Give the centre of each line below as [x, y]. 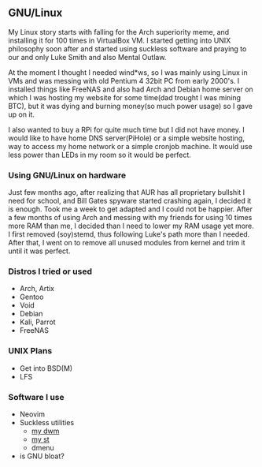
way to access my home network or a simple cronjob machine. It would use [131, 146]
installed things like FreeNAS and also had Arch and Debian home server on [131, 89]
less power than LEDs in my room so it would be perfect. [100, 155]
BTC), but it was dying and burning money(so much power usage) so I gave [131, 106]
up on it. [22, 114]
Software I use [36, 397]
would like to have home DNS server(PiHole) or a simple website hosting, [127, 138]
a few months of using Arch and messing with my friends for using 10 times [130, 218]
